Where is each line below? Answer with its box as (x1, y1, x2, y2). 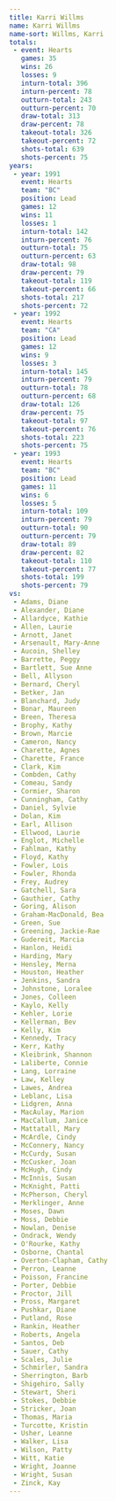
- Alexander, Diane (12, 606, 85, 615)
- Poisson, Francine (12, 1273, 89, 1281)
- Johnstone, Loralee (12, 985, 92, 994)
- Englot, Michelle (12, 836, 85, 846)
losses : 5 (20, 499, 57, 507)
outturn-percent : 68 (20, 391, 97, 401)
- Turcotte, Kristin (12, 1420, 89, 1430)
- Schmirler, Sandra (12, 1363, 89, 1373)
